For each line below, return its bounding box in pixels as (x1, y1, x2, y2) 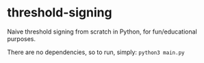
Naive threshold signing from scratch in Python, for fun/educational (7, 27, 197, 36)
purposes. (7, 34, 36, 42)
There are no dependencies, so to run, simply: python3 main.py (7, 48, 185, 56)
